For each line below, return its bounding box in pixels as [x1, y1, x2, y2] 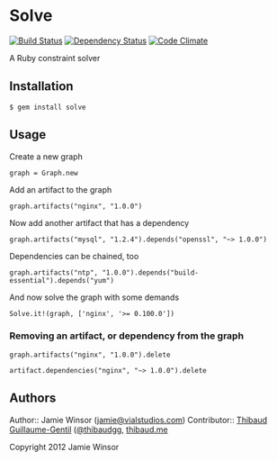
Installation [9, 78, 74, 95]
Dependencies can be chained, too [9, 250, 139, 261]
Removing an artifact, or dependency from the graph [9, 330, 245, 342]
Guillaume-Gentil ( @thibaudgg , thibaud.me [9, 424, 168, 435]
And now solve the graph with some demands [9, 292, 180, 303]
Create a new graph [9, 150, 83, 162]
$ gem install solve [9, 103, 87, 112]
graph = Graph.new [9, 168, 78, 177]
